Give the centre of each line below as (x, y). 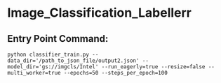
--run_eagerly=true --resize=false (153, 67)
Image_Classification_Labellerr (99, 13)
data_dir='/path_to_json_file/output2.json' (73, 61)
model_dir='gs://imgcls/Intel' (53, 67)
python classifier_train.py (48, 54)
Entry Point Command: (58, 39)
